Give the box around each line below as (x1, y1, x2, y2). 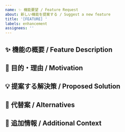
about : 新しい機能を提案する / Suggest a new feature (5, 12, 111, 17)
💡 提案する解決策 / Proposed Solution (5, 82, 121, 91)
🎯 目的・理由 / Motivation (5, 64, 83, 72)
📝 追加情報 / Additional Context (5, 119, 102, 128)
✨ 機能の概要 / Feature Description (5, 45, 113, 54)
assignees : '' (5, 26, 35, 31)
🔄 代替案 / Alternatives (5, 100, 75, 109)
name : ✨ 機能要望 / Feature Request (5, 7, 79, 12)
